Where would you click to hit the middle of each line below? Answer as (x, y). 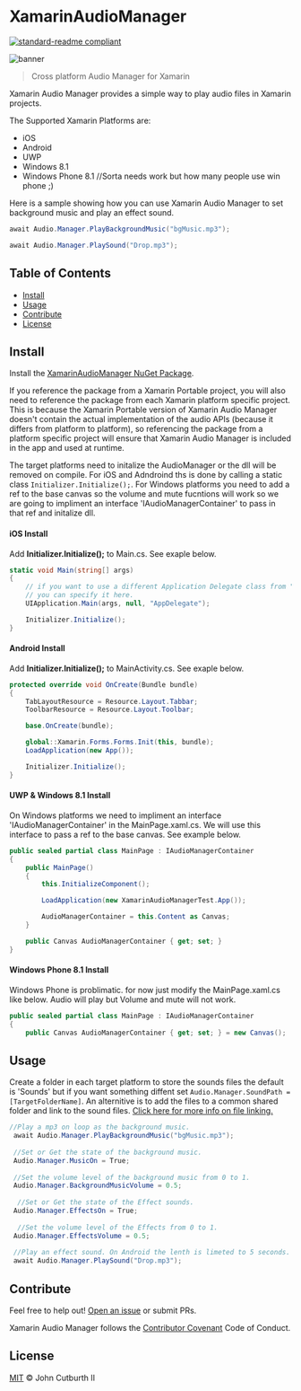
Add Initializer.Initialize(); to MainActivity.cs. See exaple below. (127, 668)
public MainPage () (60, 867)
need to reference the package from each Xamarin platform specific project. (150, 401)
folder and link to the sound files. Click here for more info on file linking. (141, 1111)
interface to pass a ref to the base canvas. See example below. (125, 834)
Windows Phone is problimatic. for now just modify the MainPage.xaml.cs (145, 990)
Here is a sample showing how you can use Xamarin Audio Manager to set (146, 203)
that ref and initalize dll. (52, 513)
